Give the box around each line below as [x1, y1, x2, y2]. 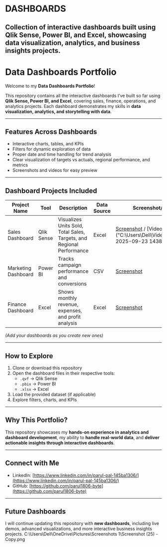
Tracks [58, 255, 74, 262]
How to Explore [5, 352, 53, 360]
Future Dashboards [5, 507, 66, 516]
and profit [58, 313, 81, 320]
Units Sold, [58, 222, 83, 229]
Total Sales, [58, 228, 85, 235]
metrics [12, 162, 28, 168]
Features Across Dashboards [5, 127, 97, 136]
